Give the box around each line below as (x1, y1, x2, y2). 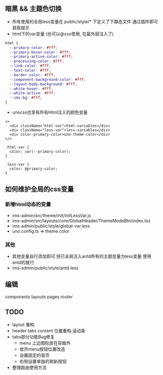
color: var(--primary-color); (9, 149, 71, 154)
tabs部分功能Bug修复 (12, 334, 55, 340)
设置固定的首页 (19, 352, 50, 358)
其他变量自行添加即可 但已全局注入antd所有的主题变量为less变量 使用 (12, 253, 152, 259)
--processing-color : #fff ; (9, 59, 64, 64)
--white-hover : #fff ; (9, 86, 54, 91)
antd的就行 (12, 259, 34, 266)
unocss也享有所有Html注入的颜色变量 (12, 109, 88, 115)
